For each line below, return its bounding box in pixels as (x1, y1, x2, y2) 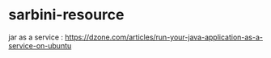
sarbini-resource (8, 6, 125, 24)
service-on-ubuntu (8, 40, 72, 50)
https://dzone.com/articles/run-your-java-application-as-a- (64, 32, 264, 42)
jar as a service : (8, 32, 63, 42)
